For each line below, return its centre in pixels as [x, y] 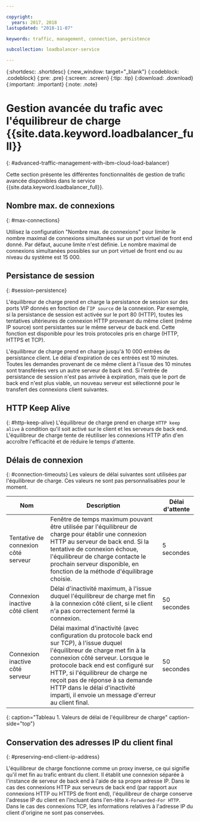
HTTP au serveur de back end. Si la [100, 542]
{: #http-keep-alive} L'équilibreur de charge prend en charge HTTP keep [93, 422]
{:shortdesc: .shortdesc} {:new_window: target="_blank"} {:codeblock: [93, 72]
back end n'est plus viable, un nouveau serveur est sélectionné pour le [93, 383]
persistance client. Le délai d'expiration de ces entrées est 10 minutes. [92, 358]
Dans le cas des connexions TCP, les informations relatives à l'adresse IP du [100, 807]
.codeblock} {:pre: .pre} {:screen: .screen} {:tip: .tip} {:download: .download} [100, 78]
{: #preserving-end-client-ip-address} [53, 757]
